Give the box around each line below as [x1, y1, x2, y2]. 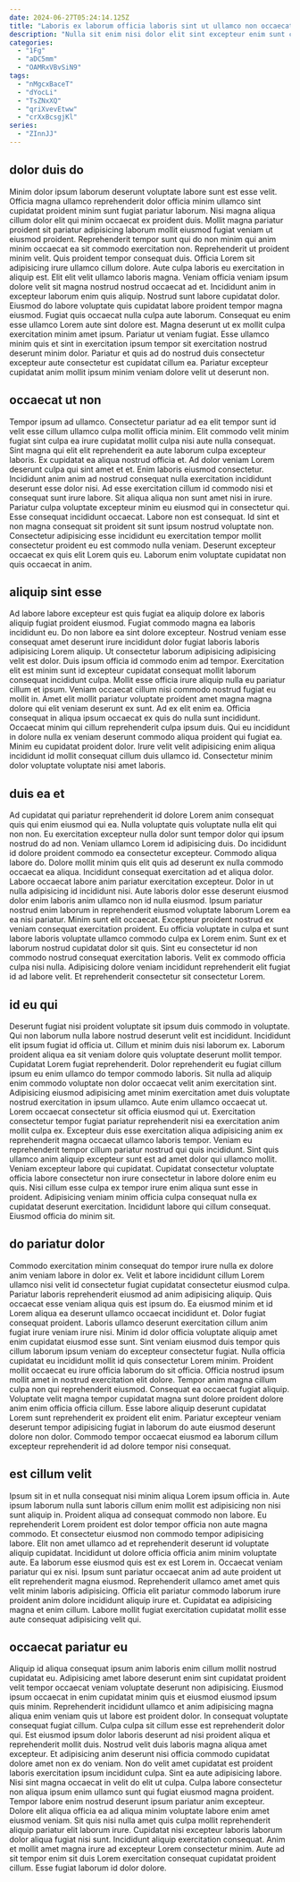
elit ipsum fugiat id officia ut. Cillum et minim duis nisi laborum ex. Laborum [9, 1039, 286, 1050]
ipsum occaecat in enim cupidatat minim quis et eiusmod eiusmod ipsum [9, 1692, 277, 1702]
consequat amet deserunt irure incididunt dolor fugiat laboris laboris [9, 636, 261, 648]
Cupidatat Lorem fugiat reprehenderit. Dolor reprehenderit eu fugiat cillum [9, 1058, 282, 1069]
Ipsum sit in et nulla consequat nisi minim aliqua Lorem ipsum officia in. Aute [9, 1490, 290, 1501]
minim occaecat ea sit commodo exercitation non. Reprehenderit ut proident [9, 243, 290, 254]
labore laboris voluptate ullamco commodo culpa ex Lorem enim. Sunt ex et [9, 933, 287, 944]
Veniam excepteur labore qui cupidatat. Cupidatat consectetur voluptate [9, 1163, 275, 1173]
